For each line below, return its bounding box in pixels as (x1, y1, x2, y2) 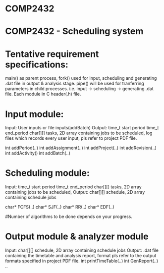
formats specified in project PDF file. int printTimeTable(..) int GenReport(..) (5, 258, 159, 264)
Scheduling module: (5, 167, 90, 179)
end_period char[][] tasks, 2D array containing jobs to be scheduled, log (5, 130, 153, 136)
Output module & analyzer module (5, 231, 149, 242)
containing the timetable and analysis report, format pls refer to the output (5, 253, 157, 259)
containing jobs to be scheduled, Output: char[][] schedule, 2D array (5, 189, 145, 195)
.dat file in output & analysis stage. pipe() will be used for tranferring (5, 80, 145, 87)
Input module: (5, 109, 64, 119)
